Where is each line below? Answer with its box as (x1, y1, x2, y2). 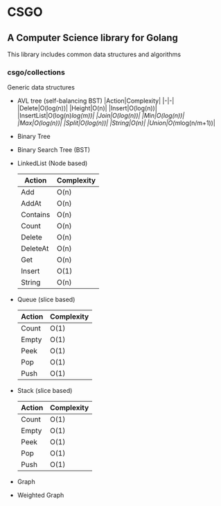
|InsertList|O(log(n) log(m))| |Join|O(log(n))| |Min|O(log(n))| (17, 112, 185, 120)
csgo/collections (7, 67, 66, 77)
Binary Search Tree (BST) (17, 146, 91, 154)
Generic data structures (7, 83, 75, 92)
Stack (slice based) (17, 387, 73, 395)
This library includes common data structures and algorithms (7, 50, 182, 58)
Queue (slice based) (17, 296, 76, 304)
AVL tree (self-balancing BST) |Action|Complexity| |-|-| (17, 96, 175, 105)
